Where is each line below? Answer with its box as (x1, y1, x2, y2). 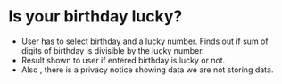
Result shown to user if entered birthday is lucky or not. (21, 55, 226, 65)
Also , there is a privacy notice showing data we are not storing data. (21, 64, 274, 75)
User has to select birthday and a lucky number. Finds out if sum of (21, 36, 269, 46)
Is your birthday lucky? (8, 6, 183, 27)
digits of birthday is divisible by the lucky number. (21, 45, 204, 55)
